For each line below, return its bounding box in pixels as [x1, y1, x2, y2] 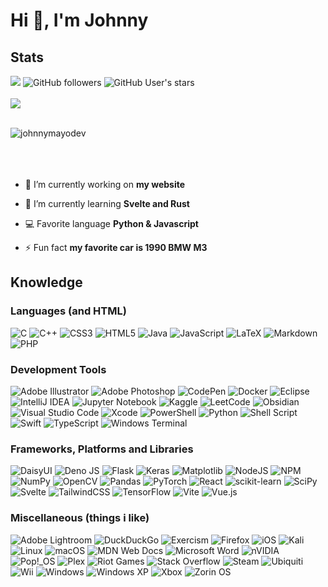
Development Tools [10, 362, 107, 376]
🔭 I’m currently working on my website [24, 179, 186, 190]
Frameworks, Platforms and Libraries [10, 442, 194, 456]
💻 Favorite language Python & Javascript [24, 218, 199, 229]
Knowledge [10, 274, 83, 291]
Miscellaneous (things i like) [10, 511, 150, 525]
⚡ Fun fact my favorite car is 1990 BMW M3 [24, 242, 208, 253]
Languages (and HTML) [10, 304, 127, 318]
